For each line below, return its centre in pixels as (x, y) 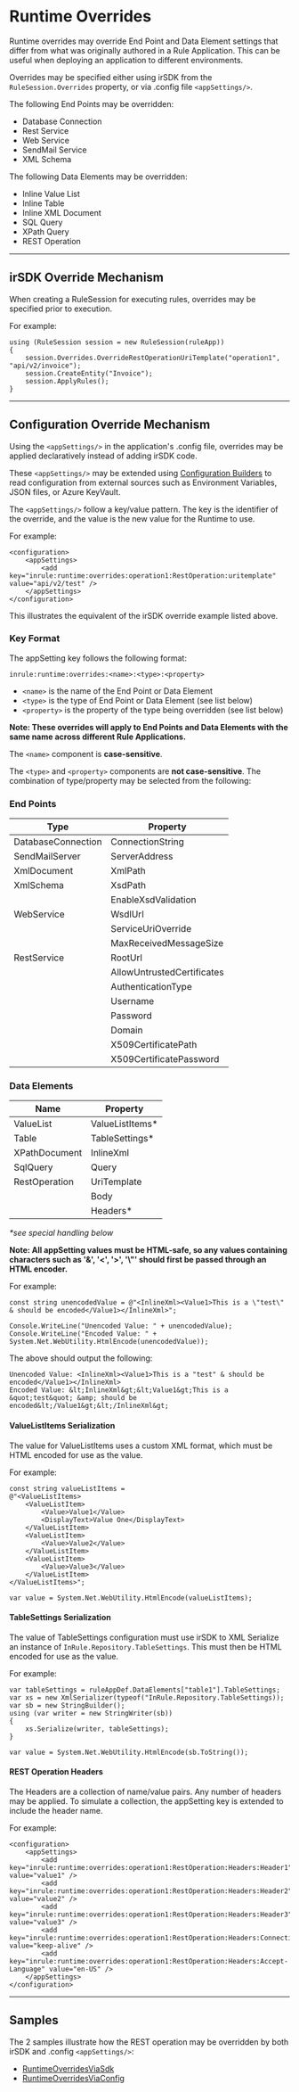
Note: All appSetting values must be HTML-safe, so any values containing (148, 1250)
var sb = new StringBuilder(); (67, 1705)
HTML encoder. (39, 1269)
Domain (127, 1030)
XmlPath (129, 871)
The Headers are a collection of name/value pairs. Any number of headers (145, 1792)
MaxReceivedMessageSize (167, 943)
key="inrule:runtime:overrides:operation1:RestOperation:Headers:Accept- (149, 1962)
